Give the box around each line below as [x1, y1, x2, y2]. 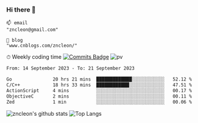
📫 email [6, 20, 28, 26]
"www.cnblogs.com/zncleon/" [6, 42, 78, 49]
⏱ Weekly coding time [6, 53, 62, 61]
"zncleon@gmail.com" [6, 27, 59, 33]
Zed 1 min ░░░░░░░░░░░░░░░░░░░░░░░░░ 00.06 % [6, 99, 192, 105]
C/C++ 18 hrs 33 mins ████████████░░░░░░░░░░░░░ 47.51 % [6, 82, 192, 88]
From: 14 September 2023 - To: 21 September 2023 [6, 65, 135, 71]
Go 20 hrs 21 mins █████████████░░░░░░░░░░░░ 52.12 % [6, 76, 192, 82]
